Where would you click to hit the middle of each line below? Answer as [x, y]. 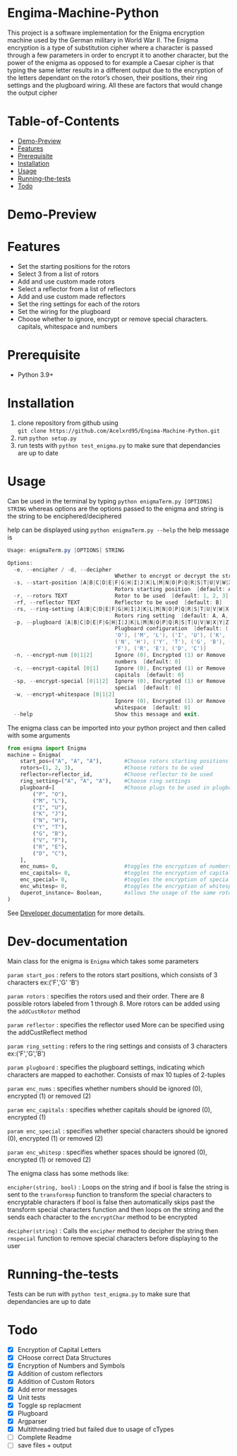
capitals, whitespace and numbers [67, 326]
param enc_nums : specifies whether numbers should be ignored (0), [105, 1088]
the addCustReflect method [47, 1032]
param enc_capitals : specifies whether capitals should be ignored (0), [110, 1110]
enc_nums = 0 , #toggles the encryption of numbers [126, 867]
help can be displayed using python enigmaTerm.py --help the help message [118, 530]
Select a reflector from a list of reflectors [77, 289]
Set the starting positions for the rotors [74, 266]
